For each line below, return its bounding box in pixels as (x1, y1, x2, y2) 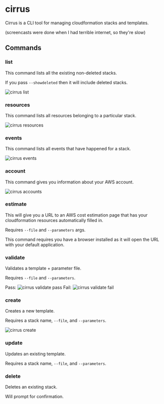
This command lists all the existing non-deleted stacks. (5, 70, 117, 76)
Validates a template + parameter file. (5, 266, 82, 271)
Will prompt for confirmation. (5, 394, 64, 399)
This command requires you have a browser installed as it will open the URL (5, 236, 160, 242)
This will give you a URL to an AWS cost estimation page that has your (5, 212, 148, 218)
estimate (5, 201, 27, 208)
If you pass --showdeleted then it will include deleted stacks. (5, 79, 128, 85)
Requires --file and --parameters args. (5, 226, 86, 233)
